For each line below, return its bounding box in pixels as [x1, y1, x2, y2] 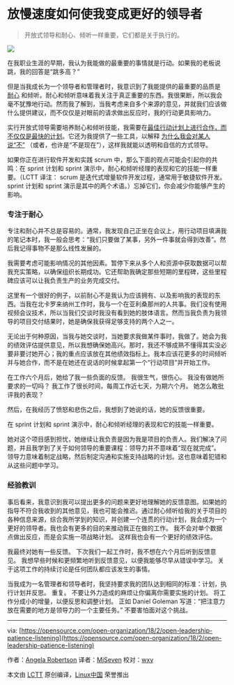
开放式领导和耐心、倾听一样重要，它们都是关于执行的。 [24, 31, 183, 39]
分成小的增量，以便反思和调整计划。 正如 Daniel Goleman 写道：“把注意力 [13, 597, 225, 605]
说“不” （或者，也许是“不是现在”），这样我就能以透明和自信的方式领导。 [7, 140, 212, 149]
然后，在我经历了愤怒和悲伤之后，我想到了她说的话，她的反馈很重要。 [7, 405, 209, 414]
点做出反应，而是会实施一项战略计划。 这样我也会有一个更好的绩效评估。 [7, 532, 217, 541]
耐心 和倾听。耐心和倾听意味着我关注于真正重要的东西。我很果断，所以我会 [7, 91, 223, 99]
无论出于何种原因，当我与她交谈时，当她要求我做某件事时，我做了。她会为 [7, 332, 221, 340]
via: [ [7, 626, 22, 635]
